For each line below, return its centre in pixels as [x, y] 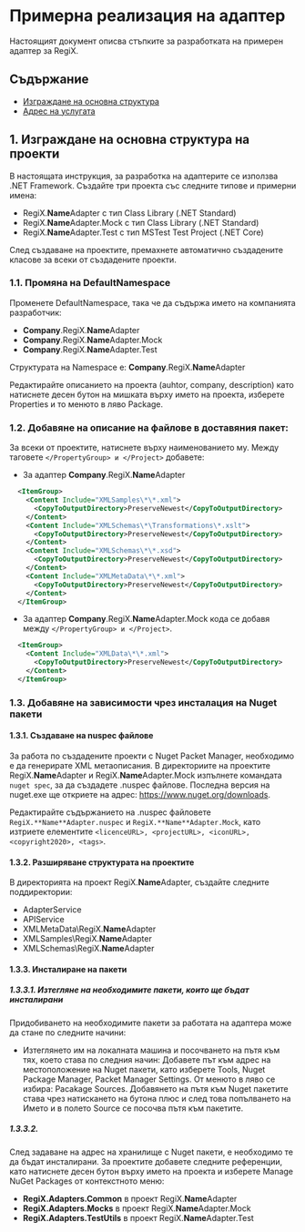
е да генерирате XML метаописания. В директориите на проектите [140, 765]
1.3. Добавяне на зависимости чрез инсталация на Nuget [143, 702]
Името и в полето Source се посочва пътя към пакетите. [133, 1108]
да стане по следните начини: [68, 1032]
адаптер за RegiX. [44, 50]
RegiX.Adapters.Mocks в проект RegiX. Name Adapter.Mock [137, 1208]
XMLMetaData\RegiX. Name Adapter [89, 929]
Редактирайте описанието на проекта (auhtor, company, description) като [152, 384]
